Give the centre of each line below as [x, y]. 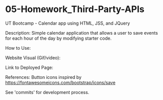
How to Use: [18, 48]
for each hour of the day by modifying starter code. [58, 38]
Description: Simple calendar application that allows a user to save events [82, 33]
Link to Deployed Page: [29, 67]
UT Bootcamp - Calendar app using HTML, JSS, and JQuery [68, 23]
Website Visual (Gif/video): [33, 58]
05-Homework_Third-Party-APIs [75, 9]
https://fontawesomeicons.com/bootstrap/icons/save [60, 82]
